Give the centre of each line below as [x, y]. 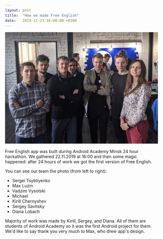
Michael [20, 196]
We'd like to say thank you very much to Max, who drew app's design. [75, 231]
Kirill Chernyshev [29, 201]
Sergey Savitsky [28, 206]
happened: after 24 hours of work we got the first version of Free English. [79, 162]
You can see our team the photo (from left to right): [56, 171]
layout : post [18, 10]
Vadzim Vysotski [29, 191]
